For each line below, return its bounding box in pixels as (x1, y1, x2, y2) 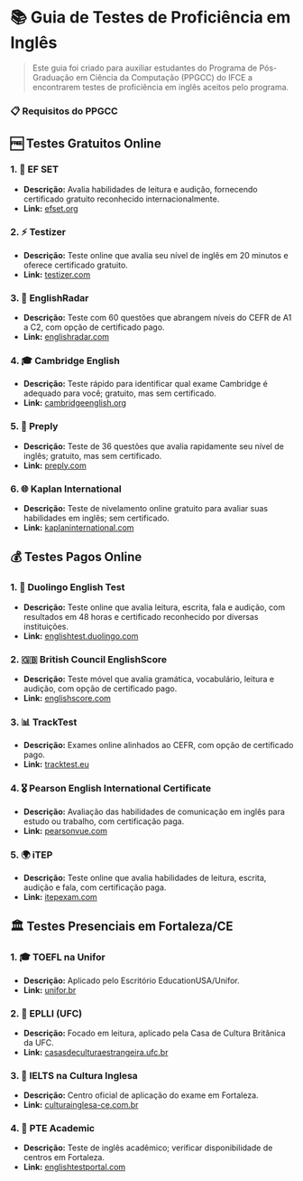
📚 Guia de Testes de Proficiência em (10, 7, 291, 28)
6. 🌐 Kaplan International (10, 483, 122, 495)
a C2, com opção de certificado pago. (23, 322, 165, 333)
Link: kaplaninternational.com (23, 522, 134, 533)
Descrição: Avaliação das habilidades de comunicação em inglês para (23, 806, 285, 817)
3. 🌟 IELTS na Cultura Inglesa (10, 1069, 138, 1082)
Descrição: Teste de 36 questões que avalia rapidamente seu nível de (23, 440, 285, 452)
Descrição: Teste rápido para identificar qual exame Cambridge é (23, 379, 269, 389)
